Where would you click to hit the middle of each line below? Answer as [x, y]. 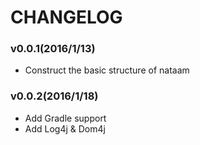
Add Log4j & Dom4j [65, 128]
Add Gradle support [65, 118]
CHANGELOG [66, 17]
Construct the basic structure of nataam [107, 70]
